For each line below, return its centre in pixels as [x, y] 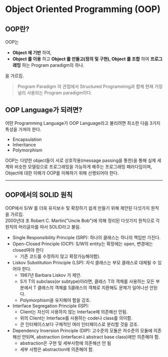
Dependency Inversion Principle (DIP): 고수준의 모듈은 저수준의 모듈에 [82, 330]
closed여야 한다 [28, 250]
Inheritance [24, 144]
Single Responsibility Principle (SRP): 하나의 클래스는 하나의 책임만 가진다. [86, 237]
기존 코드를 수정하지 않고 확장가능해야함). [60, 256]
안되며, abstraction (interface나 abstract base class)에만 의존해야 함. [91, 336]
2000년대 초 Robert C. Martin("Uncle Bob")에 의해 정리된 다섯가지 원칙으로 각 [82, 220]
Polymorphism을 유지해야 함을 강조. [55, 300]
